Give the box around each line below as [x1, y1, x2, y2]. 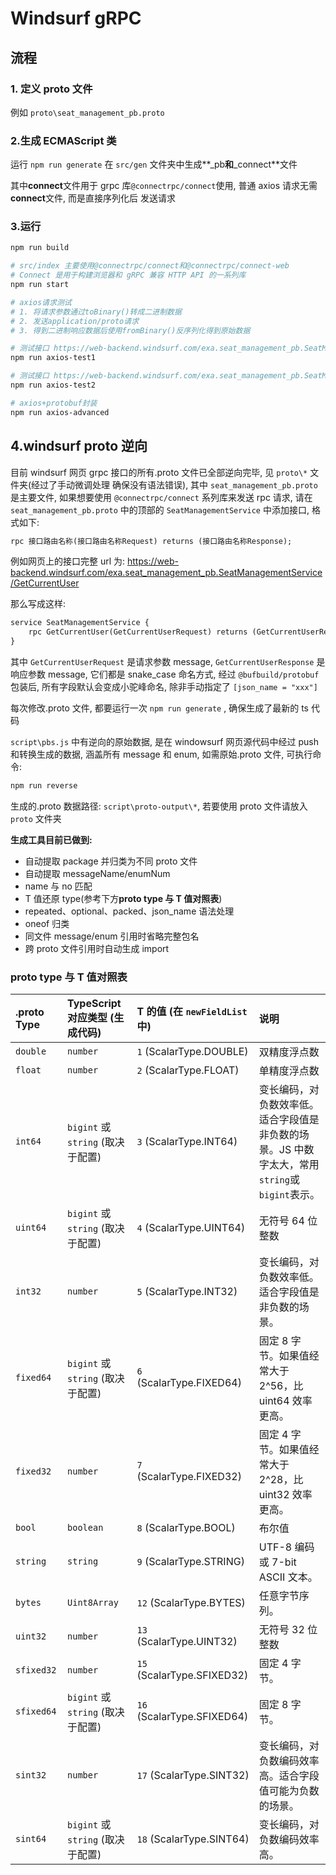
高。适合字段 [258, 1769, 320, 1783]
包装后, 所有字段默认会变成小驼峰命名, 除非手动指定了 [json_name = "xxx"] [10, 681, 318, 693]
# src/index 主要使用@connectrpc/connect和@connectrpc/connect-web [10, 261, 290, 271]
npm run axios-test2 [10, 380, 97, 391]
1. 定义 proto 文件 [10, 82, 93, 96]
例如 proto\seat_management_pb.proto [10, 106, 165, 118]
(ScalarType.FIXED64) [136, 1376, 242, 1390]
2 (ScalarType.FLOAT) [136, 1063, 240, 1077]
